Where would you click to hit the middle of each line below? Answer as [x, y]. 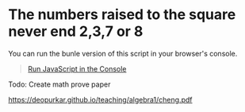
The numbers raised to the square [122, 15]
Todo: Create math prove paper [59, 84]
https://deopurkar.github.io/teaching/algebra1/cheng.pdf [100, 99]
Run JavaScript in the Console [77, 68]
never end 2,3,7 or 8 [76, 31]
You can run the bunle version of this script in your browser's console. [123, 53]
